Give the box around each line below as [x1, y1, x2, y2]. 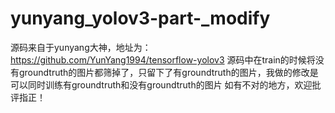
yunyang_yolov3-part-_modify [10, 7, 271, 30]
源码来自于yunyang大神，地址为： [10, 41, 152, 53]
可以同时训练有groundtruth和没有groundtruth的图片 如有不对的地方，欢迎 [10, 78, 313, 91]
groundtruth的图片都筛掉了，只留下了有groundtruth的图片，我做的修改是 [18, 66, 319, 78]
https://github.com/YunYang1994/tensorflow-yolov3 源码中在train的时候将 [10, 53, 316, 66]
